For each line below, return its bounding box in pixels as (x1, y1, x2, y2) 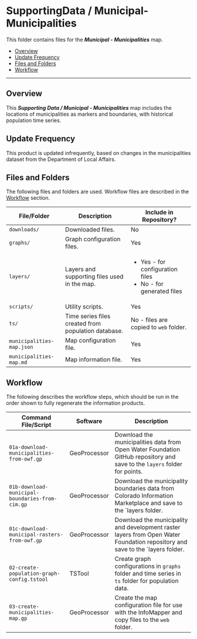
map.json (9, 344, 33, 351)
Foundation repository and (114, 538, 188, 546)
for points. (114, 468, 143, 476)
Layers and (65, 265, 96, 274)
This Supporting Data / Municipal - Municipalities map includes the (6, 104, 172, 111)
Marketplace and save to (114, 499, 183, 507)
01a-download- (9, 444, 49, 450)
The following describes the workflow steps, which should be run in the (6, 394, 179, 401)
